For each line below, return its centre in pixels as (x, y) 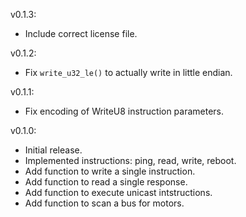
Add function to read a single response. (106, 182)
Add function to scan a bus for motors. (104, 203)
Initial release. (53, 150)
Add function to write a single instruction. (110, 171)
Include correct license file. (81, 33)
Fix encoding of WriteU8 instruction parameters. (124, 111)
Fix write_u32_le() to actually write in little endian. (128, 72)
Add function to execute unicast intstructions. (118, 192)
